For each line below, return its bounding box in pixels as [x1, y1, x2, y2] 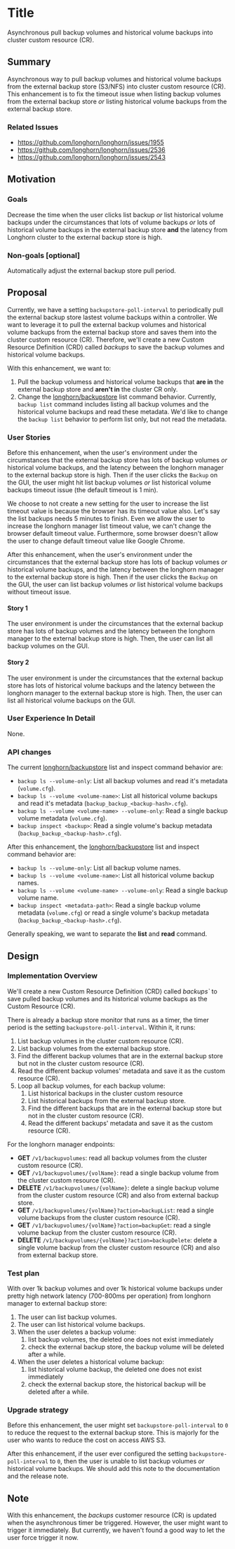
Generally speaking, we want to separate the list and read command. [7, 930, 208, 938]
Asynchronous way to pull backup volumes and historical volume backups [7, 75, 222, 83]
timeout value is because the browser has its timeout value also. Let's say [7, 507, 220, 515]
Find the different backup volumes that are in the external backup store [17, 1051, 223, 1060]
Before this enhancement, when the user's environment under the [7, 449, 198, 457]
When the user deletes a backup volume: [17, 1328, 137, 1337]
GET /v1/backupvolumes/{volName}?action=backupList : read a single [17, 1206, 214, 1214]
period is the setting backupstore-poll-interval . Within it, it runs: [7, 1023, 196, 1031]
